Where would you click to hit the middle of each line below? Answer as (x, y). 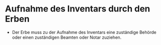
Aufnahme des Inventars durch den (78, 9)
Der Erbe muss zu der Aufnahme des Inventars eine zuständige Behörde (84, 32)
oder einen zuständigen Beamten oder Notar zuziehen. (67, 37)
